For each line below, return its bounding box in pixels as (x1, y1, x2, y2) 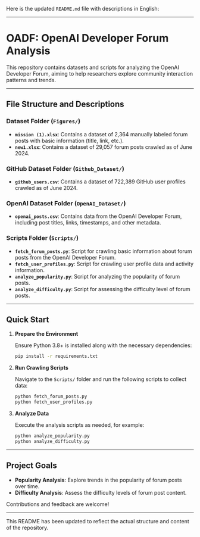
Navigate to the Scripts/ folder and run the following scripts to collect (14, 376, 187, 383)
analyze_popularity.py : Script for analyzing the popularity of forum (14, 273, 180, 280)
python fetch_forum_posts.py (14, 394, 87, 399)
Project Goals (6, 461, 58, 471)
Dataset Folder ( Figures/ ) (6, 117, 81, 126)
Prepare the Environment (14, 330, 79, 338)
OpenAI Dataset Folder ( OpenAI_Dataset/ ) (6, 199, 126, 207)
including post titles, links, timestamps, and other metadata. (14, 219, 161, 226)
